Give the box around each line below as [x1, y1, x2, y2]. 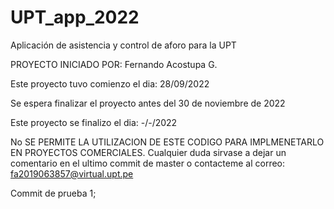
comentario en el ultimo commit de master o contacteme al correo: [10, 157, 286, 169]
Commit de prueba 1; [10, 187, 97, 199]
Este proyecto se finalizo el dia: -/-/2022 [10, 116, 178, 128]
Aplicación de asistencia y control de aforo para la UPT [10, 39, 237, 51]
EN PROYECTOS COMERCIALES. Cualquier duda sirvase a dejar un [10, 146, 287, 158]
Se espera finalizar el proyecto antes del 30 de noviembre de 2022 [10, 97, 286, 109]
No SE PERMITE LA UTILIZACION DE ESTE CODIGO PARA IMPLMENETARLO [10, 136, 325, 148]
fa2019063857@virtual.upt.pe [10, 167, 134, 180]
